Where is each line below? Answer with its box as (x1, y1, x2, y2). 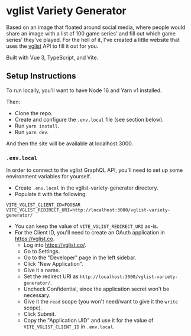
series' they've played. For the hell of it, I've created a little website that (6, 36, 180, 43)
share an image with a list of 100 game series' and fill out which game (6, 30, 176, 37)
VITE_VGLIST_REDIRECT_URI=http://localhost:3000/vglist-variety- (6, 207, 170, 213)
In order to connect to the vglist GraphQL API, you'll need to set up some (6, 167, 183, 174)
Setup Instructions (6, 71, 76, 81)
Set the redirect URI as (23, 273, 79, 280)
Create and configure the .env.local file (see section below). (14, 116, 164, 123)
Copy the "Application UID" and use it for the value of (23, 317, 154, 324)
